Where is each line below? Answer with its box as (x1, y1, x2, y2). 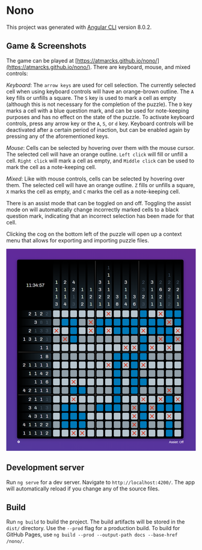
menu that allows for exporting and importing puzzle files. (6, 236, 149, 244)
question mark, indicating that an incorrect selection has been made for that (6, 212, 194, 220)
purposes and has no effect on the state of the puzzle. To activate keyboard (6, 113, 194, 120)
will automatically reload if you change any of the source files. (6, 485, 160, 492)
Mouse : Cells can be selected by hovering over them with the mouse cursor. (6, 144, 195, 151)
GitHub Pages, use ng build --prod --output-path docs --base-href (6, 531, 178, 539)
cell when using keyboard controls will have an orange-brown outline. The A (6, 88, 194, 95)
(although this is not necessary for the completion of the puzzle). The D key (6, 100, 192, 108)
